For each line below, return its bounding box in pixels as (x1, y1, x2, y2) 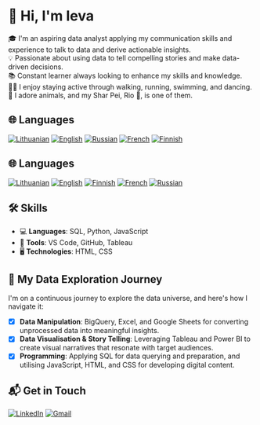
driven (8, 62, 29, 71)
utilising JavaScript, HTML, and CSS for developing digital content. (19, 361, 235, 370)
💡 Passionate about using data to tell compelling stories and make (8, 53, 221, 62)
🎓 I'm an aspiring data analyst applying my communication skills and (8, 33, 233, 42)
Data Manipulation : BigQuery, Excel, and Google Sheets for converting (19, 317, 249, 327)
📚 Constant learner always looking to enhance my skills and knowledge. (8, 71, 243, 80)
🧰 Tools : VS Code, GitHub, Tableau (19, 238, 133, 247)
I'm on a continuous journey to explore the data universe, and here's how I (8, 294, 248, 303)
